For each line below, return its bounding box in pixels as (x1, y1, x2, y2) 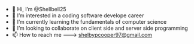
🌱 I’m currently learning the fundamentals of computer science (11, 18, 167, 25)
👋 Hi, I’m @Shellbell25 (11, 6, 67, 12)
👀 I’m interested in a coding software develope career (11, 12, 144, 19)
